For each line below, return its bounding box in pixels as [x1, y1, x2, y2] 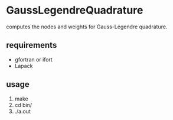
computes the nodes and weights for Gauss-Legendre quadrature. [6, 23, 168, 30]
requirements [6, 40, 57, 50]
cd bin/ [14, 101, 32, 108]
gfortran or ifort [14, 56, 53, 63]
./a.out [14, 108, 31, 115]
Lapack [14, 62, 33, 69]
